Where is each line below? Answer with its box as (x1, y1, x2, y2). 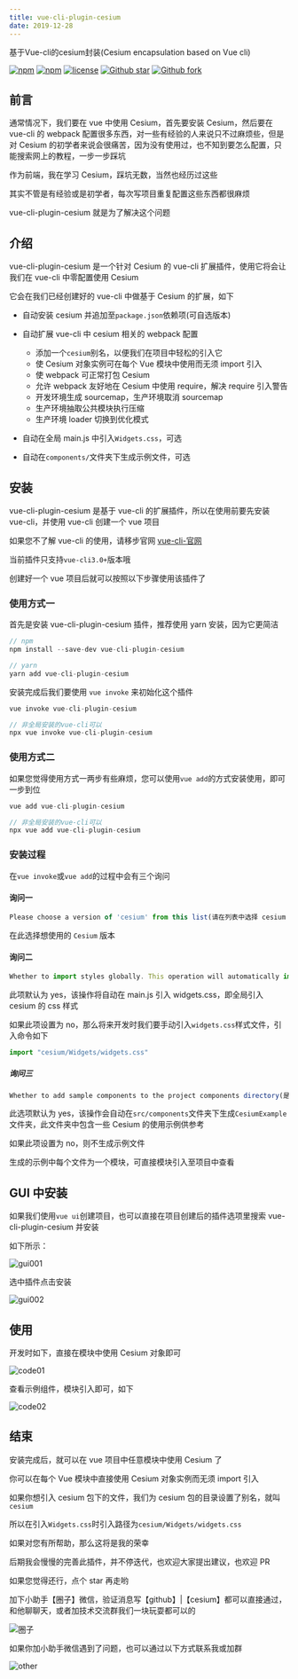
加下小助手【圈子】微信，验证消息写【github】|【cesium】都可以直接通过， (9, 1594, 286, 1604)
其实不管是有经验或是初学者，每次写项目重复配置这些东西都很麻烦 (9, 188, 250, 200)
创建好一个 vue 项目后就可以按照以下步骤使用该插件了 (9, 573, 207, 584)
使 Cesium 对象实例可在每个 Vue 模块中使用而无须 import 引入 (35, 358, 263, 369)
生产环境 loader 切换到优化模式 (35, 414, 149, 425)
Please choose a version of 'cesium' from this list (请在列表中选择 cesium (9, 913, 286, 922)
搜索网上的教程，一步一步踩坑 (16, 151, 126, 161)
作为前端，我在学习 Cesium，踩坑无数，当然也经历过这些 (9, 169, 218, 180)
